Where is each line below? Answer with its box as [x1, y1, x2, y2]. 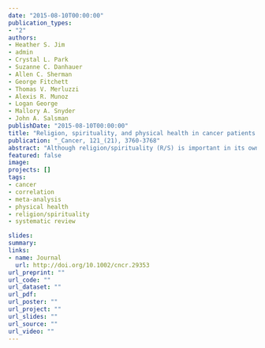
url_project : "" [8, 305, 62, 313]
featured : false [8, 151, 62, 159]
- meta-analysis [8, 195, 62, 203]
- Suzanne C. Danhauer [8, 63, 83, 71]
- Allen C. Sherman [8, 70, 73, 78]
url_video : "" [8, 327, 55, 335]
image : [8, 159, 30, 167]
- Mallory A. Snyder [8, 108, 77, 115]
